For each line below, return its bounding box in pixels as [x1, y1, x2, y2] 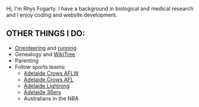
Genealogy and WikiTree [14, 51, 75, 58]
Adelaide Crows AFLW [23, 70, 79, 77]
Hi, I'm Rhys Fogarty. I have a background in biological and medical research [6, 5, 194, 12]
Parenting [14, 56, 39, 64]
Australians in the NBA [23, 95, 79, 102]
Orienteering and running [14, 44, 77, 51]
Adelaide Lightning [23, 82, 70, 89]
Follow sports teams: [14, 63, 67, 70]
